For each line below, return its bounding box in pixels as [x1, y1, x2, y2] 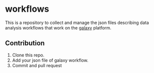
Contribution [5, 39, 45, 48]
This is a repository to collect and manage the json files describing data [5, 20, 149, 25]
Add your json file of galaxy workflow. [12, 57, 89, 63]
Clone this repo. [12, 52, 44, 58]
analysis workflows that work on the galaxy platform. [5, 24, 111, 30]
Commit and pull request [12, 62, 62, 68]
